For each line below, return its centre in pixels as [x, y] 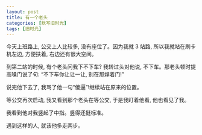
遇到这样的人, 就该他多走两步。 [45, 126]
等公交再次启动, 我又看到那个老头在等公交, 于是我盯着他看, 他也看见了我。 [98, 100]
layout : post [23, 12]
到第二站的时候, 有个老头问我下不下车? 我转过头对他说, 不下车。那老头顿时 [99, 67]
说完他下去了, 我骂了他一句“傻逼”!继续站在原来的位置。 [74, 87]
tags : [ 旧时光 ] [24, 29]
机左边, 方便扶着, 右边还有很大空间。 [52, 54]
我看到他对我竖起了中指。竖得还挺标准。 [56, 113]
